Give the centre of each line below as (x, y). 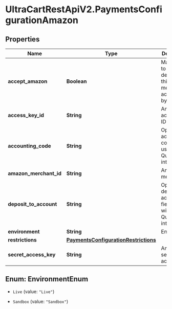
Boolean (77, 81)
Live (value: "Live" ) (34, 291)
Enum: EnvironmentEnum (47, 279)
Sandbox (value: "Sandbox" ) (40, 301)
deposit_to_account (33, 204)
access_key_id (26, 115)
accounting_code (29, 146)
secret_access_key (32, 255)
